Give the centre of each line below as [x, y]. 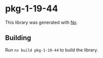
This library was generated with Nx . [41, 22]
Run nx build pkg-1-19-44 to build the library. [51, 50]
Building [18, 38]
